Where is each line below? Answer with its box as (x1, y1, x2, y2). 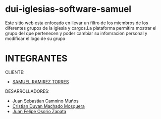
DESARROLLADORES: (5, 88, 50, 94)
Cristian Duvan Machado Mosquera (12, 103, 85, 109)
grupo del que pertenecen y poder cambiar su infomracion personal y (5, 30, 148, 36)
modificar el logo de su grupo (5, 36, 65, 41)
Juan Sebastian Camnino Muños (12, 98, 79, 104)
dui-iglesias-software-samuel (5, 3, 131, 15)
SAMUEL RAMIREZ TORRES (12, 79, 69, 84)
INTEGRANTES (5, 53, 68, 64)
